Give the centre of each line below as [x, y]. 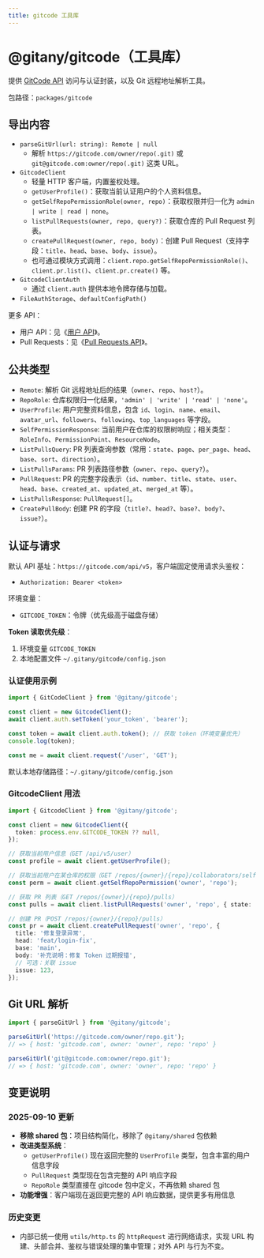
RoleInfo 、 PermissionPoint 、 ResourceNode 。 [92, 439]
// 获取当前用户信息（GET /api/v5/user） [71, 854]
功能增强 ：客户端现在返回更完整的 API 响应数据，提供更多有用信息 [127, 1195]
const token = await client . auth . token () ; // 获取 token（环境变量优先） [126, 733]
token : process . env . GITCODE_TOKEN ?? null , [87, 832]
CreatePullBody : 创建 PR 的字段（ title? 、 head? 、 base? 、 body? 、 [125, 508]
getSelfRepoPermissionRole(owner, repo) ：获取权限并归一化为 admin [143, 202]
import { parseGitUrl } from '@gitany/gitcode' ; [89, 1023]
